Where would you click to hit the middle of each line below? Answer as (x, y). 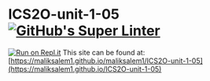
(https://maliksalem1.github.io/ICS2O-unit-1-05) (85, 69)
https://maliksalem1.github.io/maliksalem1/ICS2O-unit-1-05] (107, 61)
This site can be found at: (104, 52)
